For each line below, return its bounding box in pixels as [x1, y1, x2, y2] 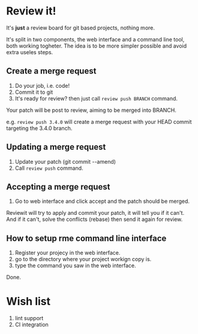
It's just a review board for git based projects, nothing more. [6, 24, 155, 31]
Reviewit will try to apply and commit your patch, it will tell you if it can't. [6, 209, 185, 217]
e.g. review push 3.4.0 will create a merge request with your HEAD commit [6, 118, 192, 125]
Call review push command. [14, 164, 83, 172]
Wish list [6, 295, 51, 308]
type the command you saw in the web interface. [14, 262, 136, 269]
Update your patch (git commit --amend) [14, 158, 116, 165]
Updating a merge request [6, 142, 106, 152]
